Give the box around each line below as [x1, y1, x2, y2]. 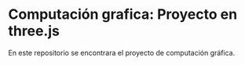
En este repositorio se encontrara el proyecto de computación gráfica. [8, 48, 236, 57]
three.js [8, 22, 60, 40]
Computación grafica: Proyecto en [8, 5, 238, 23]
